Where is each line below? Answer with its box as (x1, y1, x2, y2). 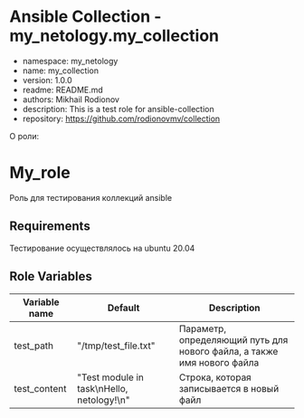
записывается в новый (178, 382, 280, 394)
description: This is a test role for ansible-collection (22, 103, 214, 114)
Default (107, 301, 140, 314)
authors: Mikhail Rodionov (22, 93, 120, 105)
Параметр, (178, 322, 227, 335)
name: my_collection (22, 65, 100, 76)
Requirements (9, 219, 90, 234)
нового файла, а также (178, 345, 279, 357)
